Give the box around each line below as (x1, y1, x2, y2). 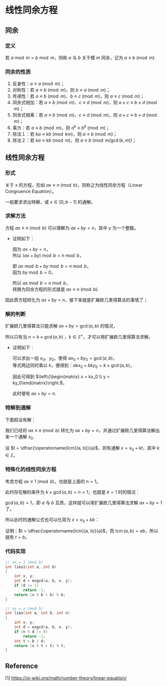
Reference (5, 661, 38, 670)
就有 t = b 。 (5, 534, 30, 540)
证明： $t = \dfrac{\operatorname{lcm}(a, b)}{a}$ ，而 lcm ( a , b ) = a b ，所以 (5, 528, 159, 534)
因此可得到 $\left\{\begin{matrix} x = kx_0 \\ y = (12, 374, 110, 380)
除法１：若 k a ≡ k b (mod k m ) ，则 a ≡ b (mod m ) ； (12, 131, 118, 137)
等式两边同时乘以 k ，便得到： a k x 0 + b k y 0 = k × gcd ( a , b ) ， (12, 362, 135, 370)
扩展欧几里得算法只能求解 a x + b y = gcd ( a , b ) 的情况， (5, 323, 118, 329)
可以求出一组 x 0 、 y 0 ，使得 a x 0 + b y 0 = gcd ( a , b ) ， (12, 355, 118, 362)
